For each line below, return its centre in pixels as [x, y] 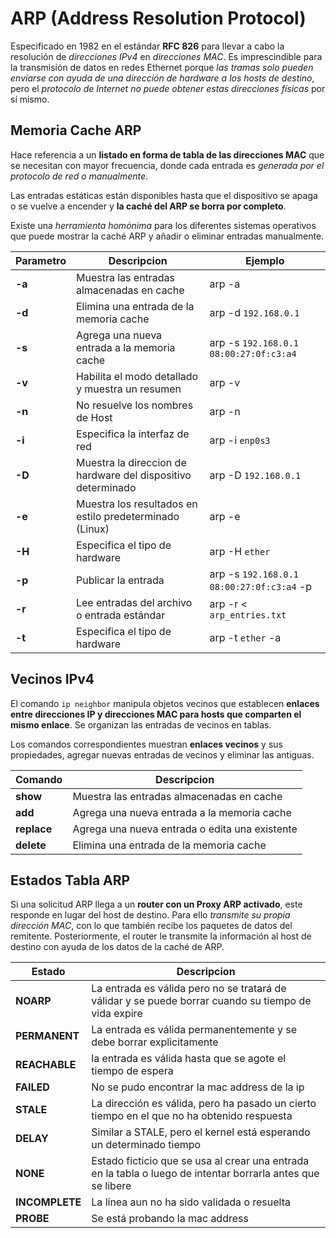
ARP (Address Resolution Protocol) [158, 18]
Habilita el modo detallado [137, 376]
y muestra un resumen [128, 389]
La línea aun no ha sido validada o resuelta [191, 1202]
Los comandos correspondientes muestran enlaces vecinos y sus [146, 744]
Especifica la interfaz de [132, 434]
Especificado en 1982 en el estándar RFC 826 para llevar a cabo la [147, 46]
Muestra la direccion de [131, 462]
